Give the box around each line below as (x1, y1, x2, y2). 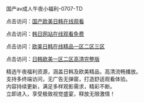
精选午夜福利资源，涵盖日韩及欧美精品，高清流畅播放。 (6, 68, 141, 75)
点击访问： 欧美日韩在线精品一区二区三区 (6, 43, 105, 50)
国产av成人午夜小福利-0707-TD (6, 5, 83, 12)
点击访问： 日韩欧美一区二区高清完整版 (6, 56, 100, 62)
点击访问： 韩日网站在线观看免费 (6, 30, 84, 37)
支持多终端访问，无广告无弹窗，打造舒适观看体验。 (6, 76, 131, 82)
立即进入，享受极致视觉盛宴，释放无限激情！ (6, 91, 116, 97)
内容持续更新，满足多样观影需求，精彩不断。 (6, 83, 116, 90)
